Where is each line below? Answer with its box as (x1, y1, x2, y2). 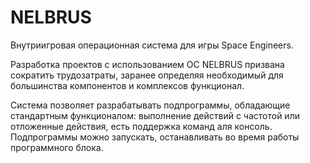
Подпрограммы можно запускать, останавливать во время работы (10, 131, 300, 143)
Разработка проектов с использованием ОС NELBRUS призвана (10, 58, 285, 70)
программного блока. (10, 141, 104, 153)
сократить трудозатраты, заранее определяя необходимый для (10, 69, 284, 81)
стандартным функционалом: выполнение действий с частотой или (10, 109, 300, 121)
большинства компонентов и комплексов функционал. (10, 79, 245, 91)
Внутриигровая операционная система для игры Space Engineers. (10, 39, 294, 51)
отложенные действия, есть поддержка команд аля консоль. (10, 120, 273, 132)
